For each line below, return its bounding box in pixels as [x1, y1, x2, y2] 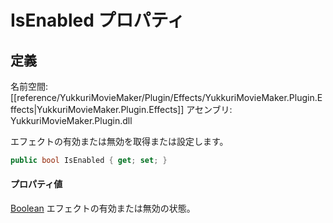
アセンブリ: [186, 104, 233, 115]
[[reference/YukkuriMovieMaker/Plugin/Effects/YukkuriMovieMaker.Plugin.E [10, 92, 323, 103]
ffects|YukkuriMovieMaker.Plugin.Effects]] [10, 104, 185, 115]
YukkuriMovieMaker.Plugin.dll [10, 115, 133, 126]
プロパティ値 [10, 178, 63, 190]
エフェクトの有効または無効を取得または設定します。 [10, 136, 229, 147]
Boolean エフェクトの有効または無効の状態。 [10, 202, 196, 215]
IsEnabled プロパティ [10, 9, 185, 32]
